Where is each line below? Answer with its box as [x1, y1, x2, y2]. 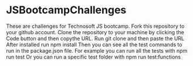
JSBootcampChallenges [6, 3, 127, 17]
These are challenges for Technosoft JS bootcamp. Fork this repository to [6, 23, 185, 30]
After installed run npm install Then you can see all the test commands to [6, 41, 182, 48]
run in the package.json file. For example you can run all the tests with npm [6, 47, 188, 54]
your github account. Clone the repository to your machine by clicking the [6, 28, 185, 35]
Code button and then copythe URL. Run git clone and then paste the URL [6, 35, 185, 42]
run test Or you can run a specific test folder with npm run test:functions [6, 53, 181, 60]
